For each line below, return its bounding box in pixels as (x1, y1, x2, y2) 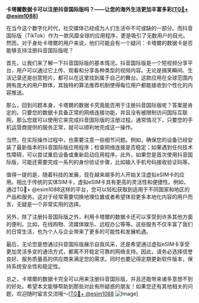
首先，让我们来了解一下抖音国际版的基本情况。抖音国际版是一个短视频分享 (6, 59, 188, 66)
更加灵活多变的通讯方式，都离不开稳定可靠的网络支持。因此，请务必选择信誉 (6, 248, 193, 255)
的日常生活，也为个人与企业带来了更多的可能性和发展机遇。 (6, 228, 152, 235)
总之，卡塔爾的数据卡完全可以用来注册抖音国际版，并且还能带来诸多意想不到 (6, 275, 193, 282)
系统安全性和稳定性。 (11, 263, 63, 270)
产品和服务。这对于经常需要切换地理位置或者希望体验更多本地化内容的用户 (6, 194, 188, 200)
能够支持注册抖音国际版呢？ (6, 47, 74, 54)
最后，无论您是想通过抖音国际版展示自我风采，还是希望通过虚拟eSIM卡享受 (6, 241, 190, 247)
